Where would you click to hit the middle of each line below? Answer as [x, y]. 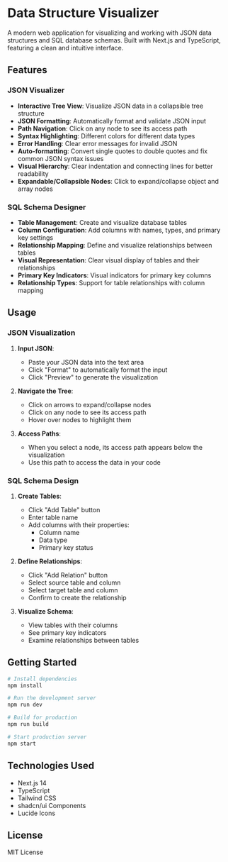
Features [27, 70]
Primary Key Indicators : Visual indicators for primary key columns [114, 275]
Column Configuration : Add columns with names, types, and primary [119, 230]
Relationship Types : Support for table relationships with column [111, 282]
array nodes [35, 189]
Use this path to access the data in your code [94, 462]
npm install [25, 685]
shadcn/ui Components [52, 805]
